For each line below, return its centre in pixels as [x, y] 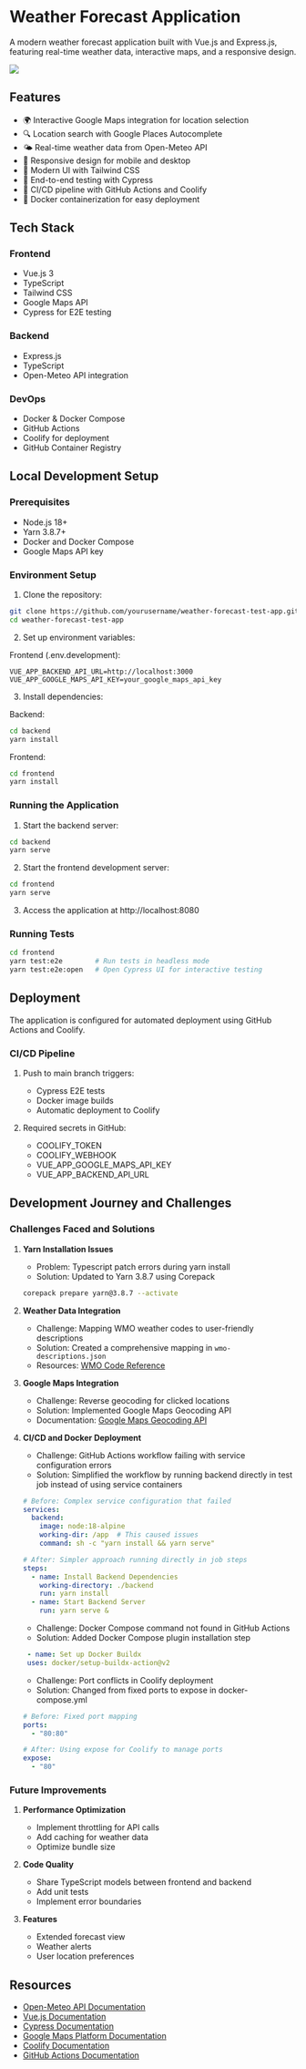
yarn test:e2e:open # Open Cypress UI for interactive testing [136, 970]
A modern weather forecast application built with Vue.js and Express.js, [143, 42]
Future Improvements [58, 1790]
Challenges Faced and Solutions [82, 1230]
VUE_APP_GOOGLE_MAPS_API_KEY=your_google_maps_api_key [116, 679]
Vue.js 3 [38, 273]
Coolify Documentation [66, 2046]
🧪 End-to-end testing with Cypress [87, 180]
